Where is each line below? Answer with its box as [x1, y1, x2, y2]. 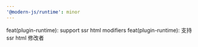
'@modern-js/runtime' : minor [6, 9, 80, 15]
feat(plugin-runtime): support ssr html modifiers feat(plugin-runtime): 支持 [6, 26, 192, 34]
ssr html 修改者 [6, 34, 44, 42]
